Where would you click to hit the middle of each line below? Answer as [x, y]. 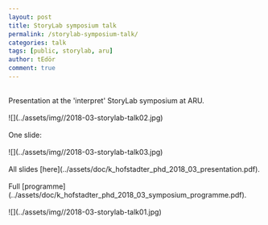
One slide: [25, 135]
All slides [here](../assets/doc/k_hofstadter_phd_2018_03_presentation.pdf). [134, 169]
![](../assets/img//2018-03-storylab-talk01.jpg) [85, 212]
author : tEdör [32, 60]
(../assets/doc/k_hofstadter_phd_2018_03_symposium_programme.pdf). [128, 194]
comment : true [32, 69]
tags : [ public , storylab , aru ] [61, 51]
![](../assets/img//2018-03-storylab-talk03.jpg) [86, 152]
